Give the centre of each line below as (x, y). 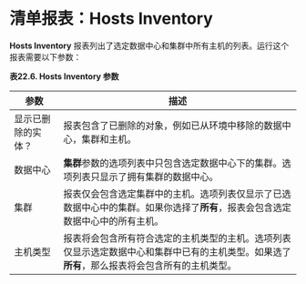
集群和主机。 (109, 139)
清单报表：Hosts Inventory (112, 19)
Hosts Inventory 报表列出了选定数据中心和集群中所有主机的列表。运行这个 (149, 46)
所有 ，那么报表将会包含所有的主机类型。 (150, 265)
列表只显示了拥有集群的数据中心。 (145, 177)
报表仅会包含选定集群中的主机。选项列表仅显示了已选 (177, 194)
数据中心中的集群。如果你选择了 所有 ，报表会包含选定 (177, 208)
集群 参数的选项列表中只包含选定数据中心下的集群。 (173, 163)
